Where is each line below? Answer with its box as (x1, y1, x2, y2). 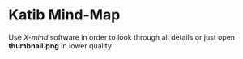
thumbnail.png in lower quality (8, 40, 112, 50)
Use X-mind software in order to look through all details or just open (8, 32, 236, 42)
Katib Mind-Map (8, 6, 121, 24)
